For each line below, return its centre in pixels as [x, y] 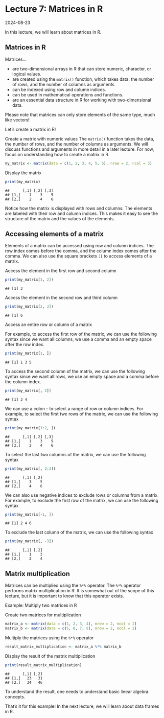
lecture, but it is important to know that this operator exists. [65, 596]
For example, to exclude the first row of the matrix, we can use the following [82, 500]
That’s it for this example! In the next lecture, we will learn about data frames [82, 706]
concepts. [15, 696]
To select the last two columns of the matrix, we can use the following [75, 454]
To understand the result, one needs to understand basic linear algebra [77, 692]
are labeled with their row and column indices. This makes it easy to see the [82, 213]
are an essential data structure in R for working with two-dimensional [82, 100]
